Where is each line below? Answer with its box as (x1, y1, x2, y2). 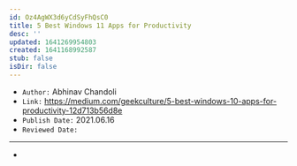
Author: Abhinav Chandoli (21, 86, 117, 97)
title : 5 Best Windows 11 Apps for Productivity (9, 21, 192, 30)
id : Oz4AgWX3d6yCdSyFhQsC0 (9, 12, 109, 22)
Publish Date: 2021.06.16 (21, 114, 115, 124)
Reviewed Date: (21, 125, 79, 134)
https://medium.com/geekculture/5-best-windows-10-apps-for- (43, 95, 277, 106)
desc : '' (9, 29, 42, 38)
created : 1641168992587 (9, 46, 97, 55)
